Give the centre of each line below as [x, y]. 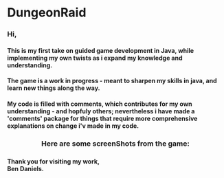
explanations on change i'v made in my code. [73, 126]
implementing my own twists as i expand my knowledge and [95, 58]
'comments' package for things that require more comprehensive [102, 118]
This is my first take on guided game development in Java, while [101, 50]
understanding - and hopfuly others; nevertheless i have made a [101, 111]
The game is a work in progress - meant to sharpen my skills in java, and [112, 81]
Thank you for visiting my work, [53, 161]
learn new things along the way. [54, 88]
